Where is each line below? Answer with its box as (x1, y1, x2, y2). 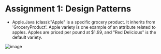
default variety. (12, 34, 43, 40)
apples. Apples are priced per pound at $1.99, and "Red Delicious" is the (12, 29, 156, 35)
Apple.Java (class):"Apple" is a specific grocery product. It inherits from (12, 19, 156, 25)
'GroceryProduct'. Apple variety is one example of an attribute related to (12, 24, 156, 30)
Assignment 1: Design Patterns (5, 3, 132, 14)
